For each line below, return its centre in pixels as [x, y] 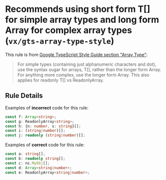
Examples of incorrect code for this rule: [47, 107]
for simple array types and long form [82, 20]
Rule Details [24, 96]
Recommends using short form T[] [78, 9]
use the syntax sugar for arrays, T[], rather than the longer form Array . [89, 69]
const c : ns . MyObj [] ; [28, 163]
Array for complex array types [69, 30]
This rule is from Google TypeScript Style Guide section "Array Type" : [77, 54]
